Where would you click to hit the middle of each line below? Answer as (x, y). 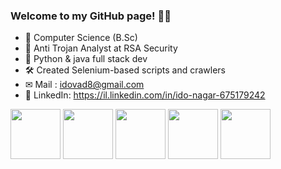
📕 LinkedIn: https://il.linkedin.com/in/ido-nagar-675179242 (145, 95)
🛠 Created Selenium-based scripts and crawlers (125, 70)
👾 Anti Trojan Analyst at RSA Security (101, 48)
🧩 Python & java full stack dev (86, 59)
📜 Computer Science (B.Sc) (81, 38)
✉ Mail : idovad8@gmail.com (84, 85)
